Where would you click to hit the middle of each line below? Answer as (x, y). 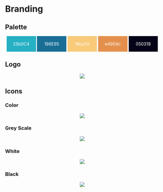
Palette (16, 27)
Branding (24, 9)
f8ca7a (82, 44)
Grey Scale (18, 128)
